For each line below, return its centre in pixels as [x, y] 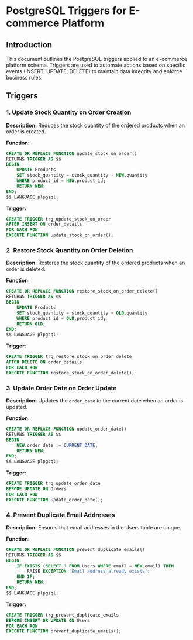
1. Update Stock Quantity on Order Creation [69, 112]
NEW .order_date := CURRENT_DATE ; [57, 445]
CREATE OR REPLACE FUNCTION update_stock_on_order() [72, 153]
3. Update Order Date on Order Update [61, 388]
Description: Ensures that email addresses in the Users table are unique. [94, 527]
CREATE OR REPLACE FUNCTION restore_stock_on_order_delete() [82, 291]
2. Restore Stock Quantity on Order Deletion [70, 250]
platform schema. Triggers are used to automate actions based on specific [96, 65]
